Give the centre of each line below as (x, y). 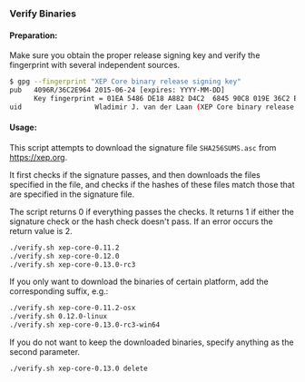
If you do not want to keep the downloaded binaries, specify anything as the (152, 342)
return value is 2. (41, 230)
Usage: (24, 127)
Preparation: (34, 35)
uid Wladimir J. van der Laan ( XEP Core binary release (152, 107)
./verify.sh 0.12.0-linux (58, 317)
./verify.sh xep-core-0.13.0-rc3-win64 (85, 325)
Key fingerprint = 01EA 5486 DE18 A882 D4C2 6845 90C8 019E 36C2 (162, 98)
